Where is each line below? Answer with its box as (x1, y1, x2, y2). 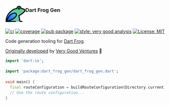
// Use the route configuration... (10, 90, 85, 95)
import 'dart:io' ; (5, 58, 44, 63)
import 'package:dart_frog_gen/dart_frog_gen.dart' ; (5, 69, 119, 74)
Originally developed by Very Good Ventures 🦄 (5, 47, 102, 54)
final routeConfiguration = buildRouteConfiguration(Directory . (10, 85, 148, 90)
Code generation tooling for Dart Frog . (5, 38, 85, 44)
